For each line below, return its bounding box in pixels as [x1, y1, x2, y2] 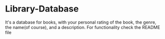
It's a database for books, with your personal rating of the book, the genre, [5, 19, 157, 25]
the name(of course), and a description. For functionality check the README [5, 24, 161, 30]
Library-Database [5, 3, 79, 14]
